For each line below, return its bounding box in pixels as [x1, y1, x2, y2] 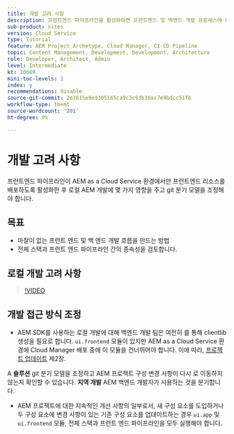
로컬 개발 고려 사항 [7, 267, 81, 279]
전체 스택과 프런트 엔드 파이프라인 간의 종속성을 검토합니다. [17, 245, 178, 253]
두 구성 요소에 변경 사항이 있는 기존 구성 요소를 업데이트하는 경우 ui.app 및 [17, 410, 220, 419]
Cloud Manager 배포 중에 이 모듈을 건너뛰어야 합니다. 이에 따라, [30, 346, 205, 354]
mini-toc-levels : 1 [7, 75, 64, 82]
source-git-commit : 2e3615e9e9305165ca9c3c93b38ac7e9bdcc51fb [7, 95, 192, 102]
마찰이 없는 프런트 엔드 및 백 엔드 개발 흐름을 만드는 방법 [17, 237, 170, 245]
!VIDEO [24, 287, 45, 295]
